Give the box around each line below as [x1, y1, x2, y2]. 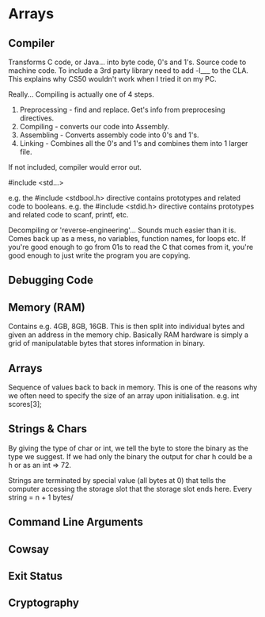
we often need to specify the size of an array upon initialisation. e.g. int [8, 391, 240, 400]
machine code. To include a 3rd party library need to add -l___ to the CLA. [8, 66, 249, 75]
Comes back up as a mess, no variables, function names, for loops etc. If [8, 234, 247, 243]
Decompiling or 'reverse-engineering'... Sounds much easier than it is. [8, 225, 237, 235]
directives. [19, 113, 55, 123]
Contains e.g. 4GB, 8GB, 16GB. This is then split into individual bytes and [8, 322, 245, 331]
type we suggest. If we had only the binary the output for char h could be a [8, 451, 253, 461]
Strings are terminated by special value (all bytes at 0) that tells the [8, 475, 226, 485]
